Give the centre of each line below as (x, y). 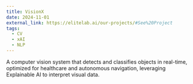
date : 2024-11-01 (28, 17)
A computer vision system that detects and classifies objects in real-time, (97, 62)
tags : (13, 28)
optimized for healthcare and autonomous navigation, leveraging (86, 68)
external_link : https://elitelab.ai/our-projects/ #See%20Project (89, 23)
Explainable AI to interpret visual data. (53, 74)
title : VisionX (25, 12)
